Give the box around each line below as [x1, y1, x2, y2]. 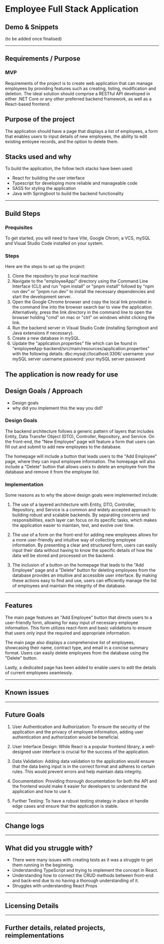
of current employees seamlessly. [5, 670, 73, 675]
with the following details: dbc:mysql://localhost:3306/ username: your [12, 351, 155, 357]
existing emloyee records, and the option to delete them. [5, 138, 119, 145]
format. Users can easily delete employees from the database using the [5, 650, 149, 655]
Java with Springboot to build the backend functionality [12, 190, 124, 196]
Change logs [5, 821, 45, 830]
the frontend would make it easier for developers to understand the [12, 783, 147, 789]
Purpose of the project [5, 115, 75, 124]
